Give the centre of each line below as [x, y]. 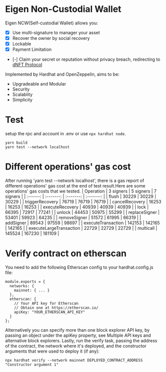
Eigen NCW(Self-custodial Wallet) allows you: [52, 23]
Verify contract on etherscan [66, 253]
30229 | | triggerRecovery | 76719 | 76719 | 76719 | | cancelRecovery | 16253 [83, 202]
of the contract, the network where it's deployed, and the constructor [76, 346]
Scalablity [23, 94]
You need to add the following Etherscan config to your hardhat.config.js [79, 267]
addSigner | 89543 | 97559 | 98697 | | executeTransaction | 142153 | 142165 [83, 223]
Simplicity [22, 100]
